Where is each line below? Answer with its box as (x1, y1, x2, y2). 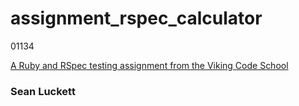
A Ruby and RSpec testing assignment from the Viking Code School (10, 59, 289, 71)
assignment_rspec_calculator (10, 7, 263, 30)
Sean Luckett (10, 84, 76, 98)
